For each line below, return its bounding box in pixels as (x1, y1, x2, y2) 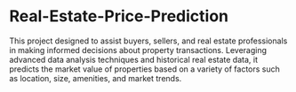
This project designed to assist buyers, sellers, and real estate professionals (9, 35, 288, 46)
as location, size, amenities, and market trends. (9, 73, 182, 83)
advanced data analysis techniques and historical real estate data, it (9, 54, 258, 65)
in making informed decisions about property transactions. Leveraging (9, 44, 268, 55)
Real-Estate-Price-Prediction (9, 6, 229, 27)
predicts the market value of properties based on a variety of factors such (9, 64, 280, 74)
